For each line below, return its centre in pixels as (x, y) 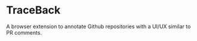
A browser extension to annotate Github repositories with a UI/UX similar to (98, 26)
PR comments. (24, 32)
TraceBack (33, 10)
